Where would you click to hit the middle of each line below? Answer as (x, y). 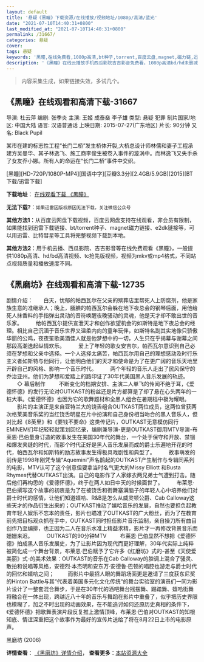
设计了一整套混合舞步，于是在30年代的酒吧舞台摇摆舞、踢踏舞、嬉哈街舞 (103, 589)
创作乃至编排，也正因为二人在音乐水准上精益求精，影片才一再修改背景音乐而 (102, 528)
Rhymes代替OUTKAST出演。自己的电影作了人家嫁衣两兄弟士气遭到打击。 (98, 475)
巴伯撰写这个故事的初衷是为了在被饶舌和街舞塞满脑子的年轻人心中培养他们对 (102, 491)
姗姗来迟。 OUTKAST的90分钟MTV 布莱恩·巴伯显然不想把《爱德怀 (101, 536)
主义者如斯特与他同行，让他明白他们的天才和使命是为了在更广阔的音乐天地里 (102, 361)
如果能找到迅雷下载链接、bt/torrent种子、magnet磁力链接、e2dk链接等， (98, 228)
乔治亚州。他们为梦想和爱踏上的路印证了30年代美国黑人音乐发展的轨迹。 (97, 376)
